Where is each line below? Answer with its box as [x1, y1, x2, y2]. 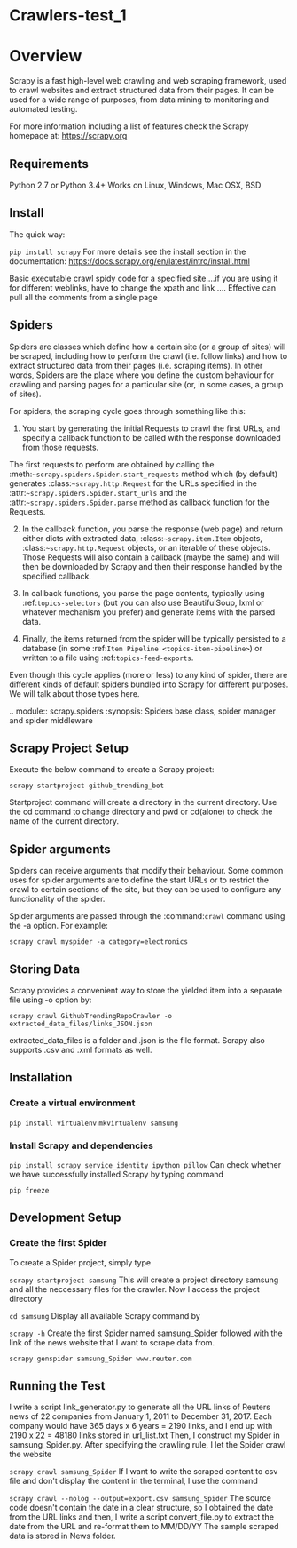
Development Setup [9, 1210, 121, 1225]
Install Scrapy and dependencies [9, 1139, 153, 1152]
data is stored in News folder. [9, 1530, 117, 1542]
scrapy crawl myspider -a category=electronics [9, 938, 189, 946]
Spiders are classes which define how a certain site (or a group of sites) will [9, 341, 286, 352]
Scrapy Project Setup [9, 740, 129, 755]
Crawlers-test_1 [9, 5, 127, 26]
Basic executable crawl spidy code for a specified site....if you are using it [9, 273, 278, 283]
